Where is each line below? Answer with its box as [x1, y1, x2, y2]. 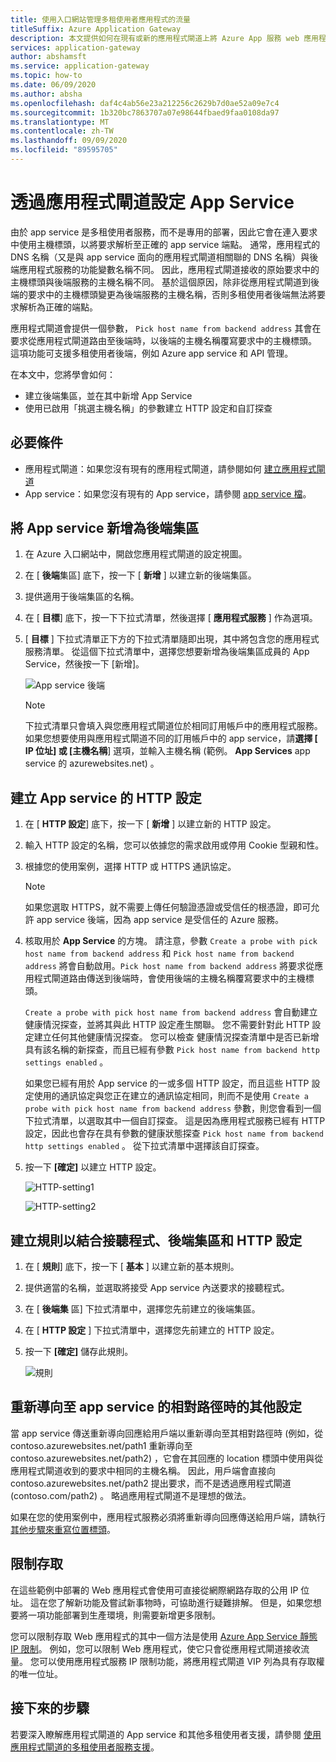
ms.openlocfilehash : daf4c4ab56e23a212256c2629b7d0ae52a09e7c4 [10, 98, 280, 108]
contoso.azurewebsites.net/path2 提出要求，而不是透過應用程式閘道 [10, 1477, 292, 1489]
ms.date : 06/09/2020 [10, 80, 97, 90]
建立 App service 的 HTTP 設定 [10, 789, 202, 806]
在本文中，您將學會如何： [10, 368, 116, 380]
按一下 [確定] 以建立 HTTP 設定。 [24, 1161, 162, 1173]
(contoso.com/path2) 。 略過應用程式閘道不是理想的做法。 [10, 1489, 252, 1501]
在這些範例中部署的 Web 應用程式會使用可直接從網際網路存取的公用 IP [10, 1584, 299, 1596]
